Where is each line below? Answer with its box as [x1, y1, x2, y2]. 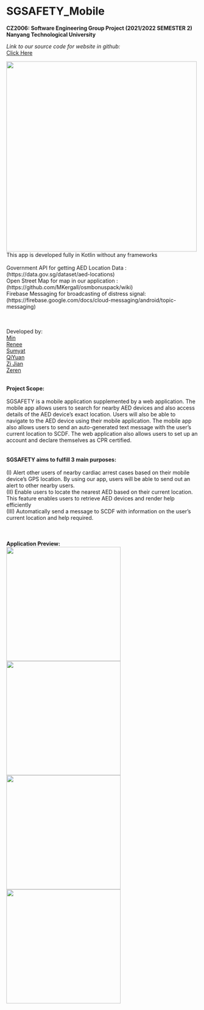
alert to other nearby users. [6, 482, 75, 489]
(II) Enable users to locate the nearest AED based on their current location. [6, 488, 193, 496]
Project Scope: [6, 385, 44, 392]
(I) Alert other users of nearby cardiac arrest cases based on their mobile [6, 469, 190, 476]
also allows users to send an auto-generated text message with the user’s [6, 423, 192, 430]
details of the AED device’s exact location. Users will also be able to [6, 410, 176, 418]
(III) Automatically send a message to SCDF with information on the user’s [6, 507, 191, 515]
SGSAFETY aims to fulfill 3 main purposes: [6, 455, 117, 463]
